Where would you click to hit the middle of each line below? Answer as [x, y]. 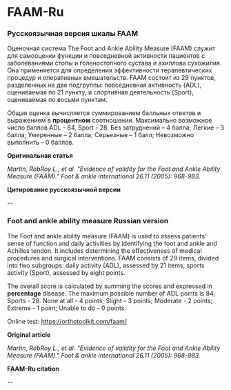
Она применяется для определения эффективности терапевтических [110, 70]
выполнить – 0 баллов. [41, 143]
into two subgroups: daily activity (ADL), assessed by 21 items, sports [106, 265]
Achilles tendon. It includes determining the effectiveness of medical [104, 250]
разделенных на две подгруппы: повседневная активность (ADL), [104, 85]
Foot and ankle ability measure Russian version [88, 221]
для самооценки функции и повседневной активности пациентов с [106, 56]
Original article [29, 334]
